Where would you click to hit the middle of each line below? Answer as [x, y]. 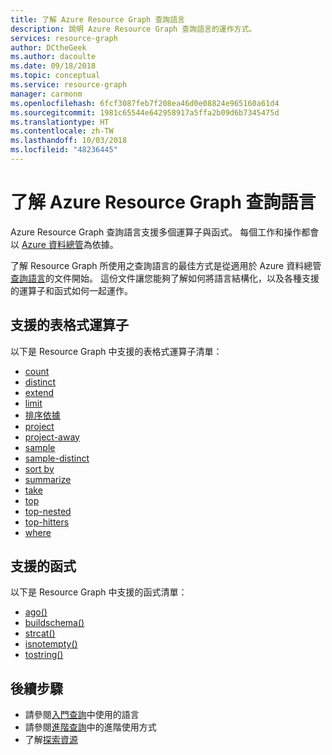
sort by [39, 468]
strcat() [40, 633]
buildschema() [54, 623]
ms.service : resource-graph [69, 85]
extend [39, 392]
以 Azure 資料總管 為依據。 [64, 244]
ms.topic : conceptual [55, 76]
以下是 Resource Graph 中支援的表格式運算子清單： [116, 351]
